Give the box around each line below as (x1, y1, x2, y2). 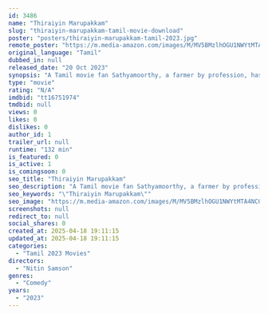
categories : (8, 242, 48, 250)
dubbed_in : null (8, 57, 62, 65)
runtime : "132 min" (8, 145, 73, 153)
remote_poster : (8, 42, 59, 50)
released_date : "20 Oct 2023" (8, 64, 109, 72)
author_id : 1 (8, 130, 52, 138)
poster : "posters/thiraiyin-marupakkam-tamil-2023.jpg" (8, 34, 198, 42)
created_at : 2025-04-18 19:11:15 (8, 227, 120, 236)
